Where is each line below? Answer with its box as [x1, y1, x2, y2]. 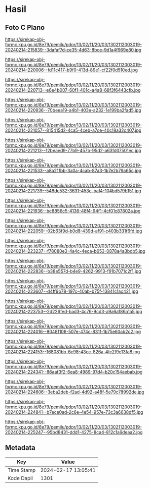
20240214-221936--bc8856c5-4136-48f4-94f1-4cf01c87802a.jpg [5, 208, 141, 214]
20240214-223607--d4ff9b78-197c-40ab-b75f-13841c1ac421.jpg [5, 288, 138, 294]
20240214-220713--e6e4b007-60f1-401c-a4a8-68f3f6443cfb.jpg [5, 87, 141, 93]
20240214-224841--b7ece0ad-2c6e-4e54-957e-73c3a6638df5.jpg [5, 409, 144, 415]
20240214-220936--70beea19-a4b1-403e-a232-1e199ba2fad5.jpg [5, 108, 142, 113]
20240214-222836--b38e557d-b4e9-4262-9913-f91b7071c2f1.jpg [5, 269, 142, 274]
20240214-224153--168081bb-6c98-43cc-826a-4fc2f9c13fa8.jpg [5, 349, 140, 355]
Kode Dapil [7, 475, 33, 482]
